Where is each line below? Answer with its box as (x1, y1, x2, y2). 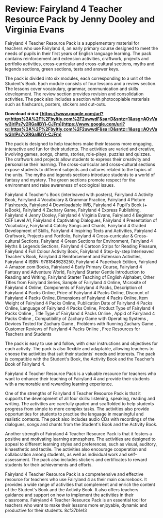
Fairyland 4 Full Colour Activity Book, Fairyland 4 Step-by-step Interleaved (5, 248, 154, 254)
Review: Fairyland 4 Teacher (5, 3, 123, 15)
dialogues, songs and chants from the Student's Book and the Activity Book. (5, 421, 158, 427)
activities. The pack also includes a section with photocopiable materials (5, 96, 150, 102)
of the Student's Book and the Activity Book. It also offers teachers (5, 486, 139, 492)
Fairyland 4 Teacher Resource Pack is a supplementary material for (5, 40, 140, 46)
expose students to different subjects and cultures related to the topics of (5, 166, 152, 172)
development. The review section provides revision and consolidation (5, 91, 144, 97)
